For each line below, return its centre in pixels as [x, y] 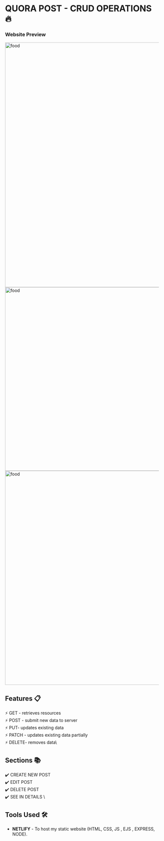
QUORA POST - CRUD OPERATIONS [79, 9]
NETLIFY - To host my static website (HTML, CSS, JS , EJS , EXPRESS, [83, 829]
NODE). [20, 834]
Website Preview [26, 35]
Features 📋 [23, 698]
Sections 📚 [23, 760]
